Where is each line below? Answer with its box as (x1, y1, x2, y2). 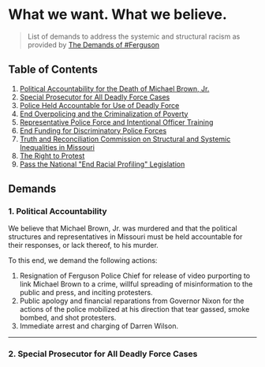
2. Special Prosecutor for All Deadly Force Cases (8, 349, 198, 360)
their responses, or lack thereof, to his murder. (8, 241, 159, 250)
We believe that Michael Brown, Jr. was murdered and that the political (8, 223, 238, 234)
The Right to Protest (19, 151, 85, 160)
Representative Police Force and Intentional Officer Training (19, 117, 214, 127)
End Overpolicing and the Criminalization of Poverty (19, 109, 188, 118)
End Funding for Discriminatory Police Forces (19, 125, 167, 135)
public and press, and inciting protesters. (19, 288, 153, 298)
